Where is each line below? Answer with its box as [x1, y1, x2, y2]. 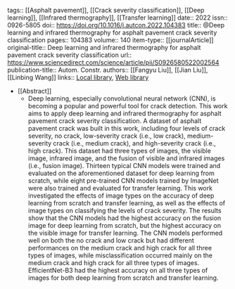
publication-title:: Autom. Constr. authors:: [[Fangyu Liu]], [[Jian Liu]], [7, 66, 208, 74]
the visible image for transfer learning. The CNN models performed [27, 229, 223, 237]
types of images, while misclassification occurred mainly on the [27, 251, 213, 259]
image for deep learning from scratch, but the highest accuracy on [27, 221, 222, 229]
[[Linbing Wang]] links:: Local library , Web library [7, 73, 149, 82]
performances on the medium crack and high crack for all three [27, 244, 212, 252]
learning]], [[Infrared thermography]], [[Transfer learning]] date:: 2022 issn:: [7, 13, 228, 22]
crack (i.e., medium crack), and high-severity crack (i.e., [53, 139, 216, 147]
